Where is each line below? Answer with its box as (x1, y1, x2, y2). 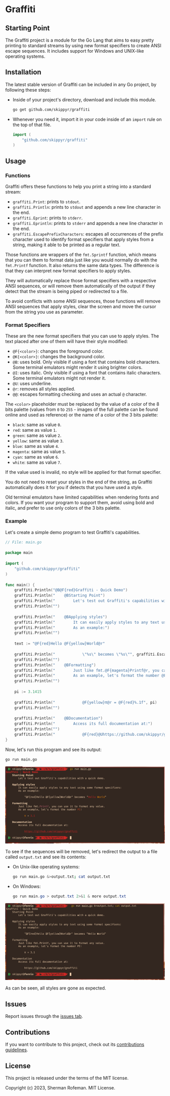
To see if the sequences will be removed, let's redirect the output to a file (5, 848, 158, 854)
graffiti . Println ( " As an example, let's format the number (14, 673, 159, 678)
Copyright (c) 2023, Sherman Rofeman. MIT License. (5, 1084, 115, 1090)
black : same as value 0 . (12, 422, 62, 428)
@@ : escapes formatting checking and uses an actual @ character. (12, 391, 147, 397)
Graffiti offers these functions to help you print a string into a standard (5, 183, 151, 190)
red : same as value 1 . (12, 427, 57, 433)
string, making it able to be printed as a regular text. (12, 242, 120, 248)
